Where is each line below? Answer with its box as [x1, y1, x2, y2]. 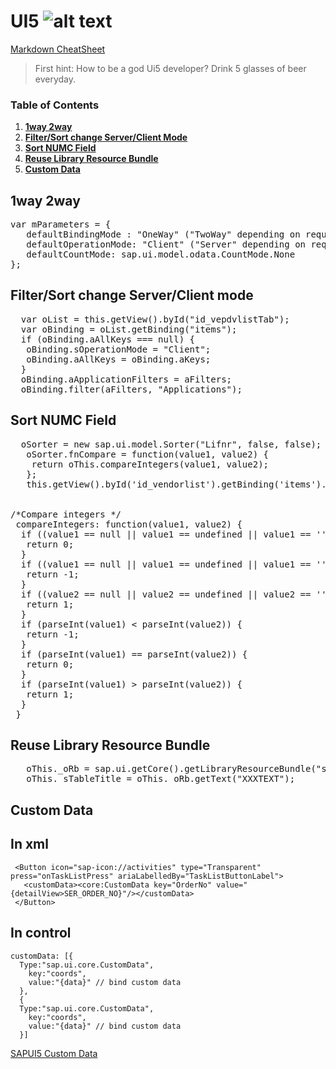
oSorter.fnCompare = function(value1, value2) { [26, 448, 270, 460]
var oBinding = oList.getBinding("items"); [20, 323, 238, 335]
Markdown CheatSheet [10, 43, 106, 55]
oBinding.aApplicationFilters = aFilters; [20, 373, 233, 385]
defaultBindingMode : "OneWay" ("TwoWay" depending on [26, 229, 301, 240]
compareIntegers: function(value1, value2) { [15, 518, 243, 530]
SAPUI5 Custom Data [10, 1047, 98, 1059]
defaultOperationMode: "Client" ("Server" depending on [26, 239, 307, 250]
